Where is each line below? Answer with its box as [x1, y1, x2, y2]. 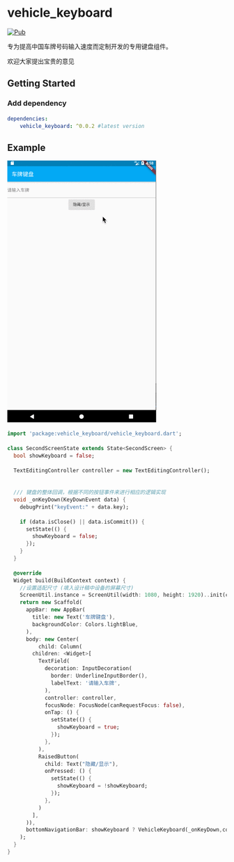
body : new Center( [25, 635, 79, 643]
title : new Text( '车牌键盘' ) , [32, 614, 116, 621]
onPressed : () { [44, 767, 92, 775]
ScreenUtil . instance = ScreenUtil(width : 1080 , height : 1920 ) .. [19, 591, 210, 599]
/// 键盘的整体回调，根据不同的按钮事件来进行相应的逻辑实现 [13, 489, 166, 496]
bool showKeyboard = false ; [13, 452, 95, 459]
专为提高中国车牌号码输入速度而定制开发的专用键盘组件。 [7, 42, 172, 50]
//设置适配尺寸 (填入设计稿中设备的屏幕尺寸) [19, 584, 134, 591]
